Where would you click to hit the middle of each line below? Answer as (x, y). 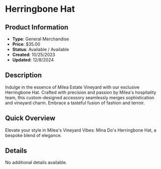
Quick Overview (30, 118)
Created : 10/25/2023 (34, 55)
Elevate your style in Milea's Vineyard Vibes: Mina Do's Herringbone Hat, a (81, 130)
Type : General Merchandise (41, 39)
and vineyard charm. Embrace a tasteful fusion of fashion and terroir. (75, 103)
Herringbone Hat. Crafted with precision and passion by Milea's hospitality (81, 92)
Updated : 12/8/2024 (33, 60)
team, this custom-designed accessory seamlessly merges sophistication (80, 97)
